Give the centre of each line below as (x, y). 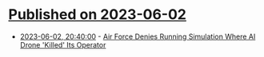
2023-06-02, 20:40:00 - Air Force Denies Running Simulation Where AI (138, 36)
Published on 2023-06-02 (97, 15)
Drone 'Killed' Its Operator (63, 44)
